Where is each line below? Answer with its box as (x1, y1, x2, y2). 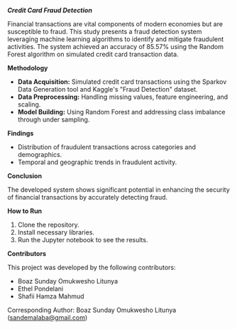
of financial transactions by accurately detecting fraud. (7, 193, 168, 201)
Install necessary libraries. (17, 228, 94, 237)
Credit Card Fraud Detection (7, 6, 92, 14)
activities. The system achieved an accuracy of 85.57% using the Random (7, 43, 224, 50)
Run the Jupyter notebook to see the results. (17, 236, 148, 244)
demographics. (17, 151, 62, 158)
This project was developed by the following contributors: (7, 263, 176, 271)
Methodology (7, 64, 48, 72)
